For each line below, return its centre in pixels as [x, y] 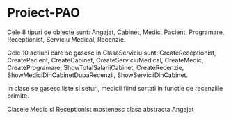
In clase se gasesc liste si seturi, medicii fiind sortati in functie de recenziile [115, 88]
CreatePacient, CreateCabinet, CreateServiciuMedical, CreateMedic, [105, 60]
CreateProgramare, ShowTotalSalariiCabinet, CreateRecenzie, [96, 67]
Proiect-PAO [43, 13]
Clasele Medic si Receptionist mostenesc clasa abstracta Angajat [101, 109]
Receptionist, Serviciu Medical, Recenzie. [67, 39]
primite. [18, 96]
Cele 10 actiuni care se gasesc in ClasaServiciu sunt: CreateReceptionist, [112, 53]
